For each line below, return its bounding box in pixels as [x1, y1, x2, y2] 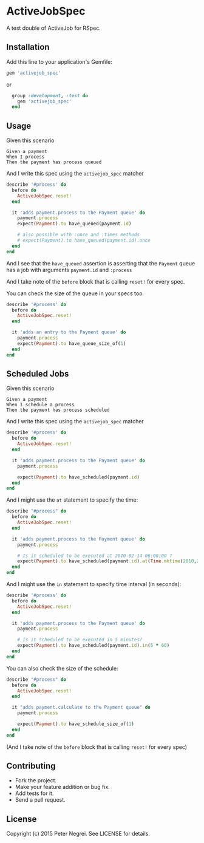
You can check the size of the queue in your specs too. [6, 290, 144, 297]
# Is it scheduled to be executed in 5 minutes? [17, 637, 143, 643]
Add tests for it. [15, 790, 54, 797]
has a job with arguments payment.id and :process [6, 266, 132, 273]
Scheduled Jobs [6, 369, 69, 379]
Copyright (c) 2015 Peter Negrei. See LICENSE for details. [6, 830, 151, 838]
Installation [6, 42, 50, 52]
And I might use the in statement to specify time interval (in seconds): [6, 581, 182, 587]
